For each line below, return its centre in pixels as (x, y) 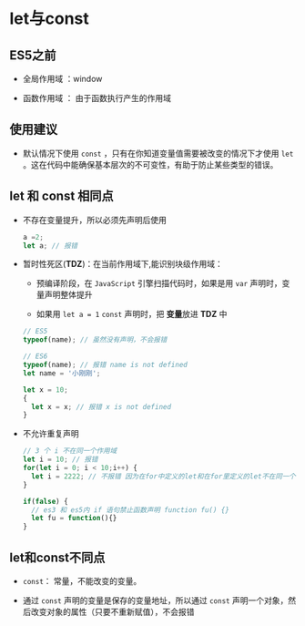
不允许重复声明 (51, 434)
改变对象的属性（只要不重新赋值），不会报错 (112, 611)
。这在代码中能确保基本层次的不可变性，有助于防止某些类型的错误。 (150, 164)
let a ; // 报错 (50, 246)
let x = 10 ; (45, 390)
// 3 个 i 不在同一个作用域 (70, 451)
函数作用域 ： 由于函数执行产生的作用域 (97, 98)
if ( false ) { (45, 501)
